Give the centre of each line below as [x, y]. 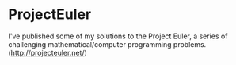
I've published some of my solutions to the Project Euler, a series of [118, 36]
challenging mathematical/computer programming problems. [107, 44]
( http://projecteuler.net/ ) [48, 52]
